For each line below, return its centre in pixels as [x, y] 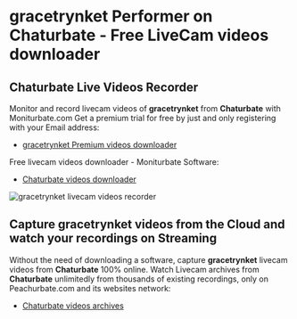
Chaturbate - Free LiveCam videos [139, 35]
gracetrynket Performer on [111, 16]
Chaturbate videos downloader [79, 179]
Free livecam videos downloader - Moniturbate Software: [114, 162]
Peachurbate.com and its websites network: [90, 288]
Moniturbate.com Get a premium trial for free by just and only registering [143, 118]
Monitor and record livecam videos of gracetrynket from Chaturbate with [145, 108]
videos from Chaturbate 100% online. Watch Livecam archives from [135, 269]
